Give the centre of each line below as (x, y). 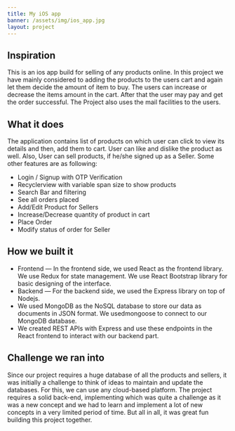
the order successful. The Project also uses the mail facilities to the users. (114, 102)
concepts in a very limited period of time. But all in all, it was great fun (108, 412)
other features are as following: (52, 163)
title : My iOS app (34, 14)
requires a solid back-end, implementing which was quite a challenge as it (114, 397)
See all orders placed (48, 200)
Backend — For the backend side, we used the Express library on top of (121, 291)
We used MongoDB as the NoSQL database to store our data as (109, 306)
